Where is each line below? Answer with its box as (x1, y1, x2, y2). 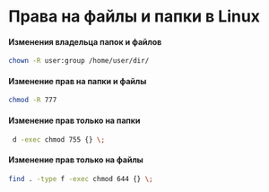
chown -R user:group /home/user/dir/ (8, 57, 150, 65)
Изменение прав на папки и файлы (8, 75, 147, 86)
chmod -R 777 (8, 96, 57, 105)
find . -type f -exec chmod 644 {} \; (8, 174, 153, 183)
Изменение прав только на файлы (8, 154, 144, 165)
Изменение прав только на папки (8, 115, 141, 126)
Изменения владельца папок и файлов (8, 36, 162, 47)
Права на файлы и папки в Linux (8, 6, 261, 27)
